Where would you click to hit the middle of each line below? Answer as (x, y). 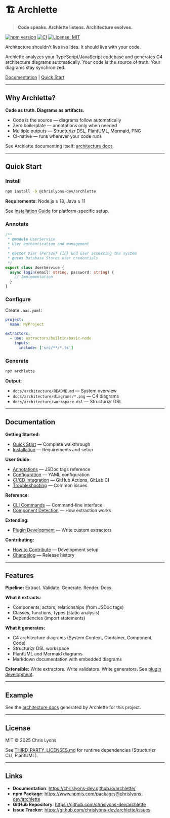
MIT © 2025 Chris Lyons (31, 741)
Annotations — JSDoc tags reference (51, 469)
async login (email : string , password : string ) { (62, 272)
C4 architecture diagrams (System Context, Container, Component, (82, 638)
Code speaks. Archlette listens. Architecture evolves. (75, 27)
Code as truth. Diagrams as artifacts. (45, 110)
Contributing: (20, 539)
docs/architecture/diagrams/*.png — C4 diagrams (66, 396)
